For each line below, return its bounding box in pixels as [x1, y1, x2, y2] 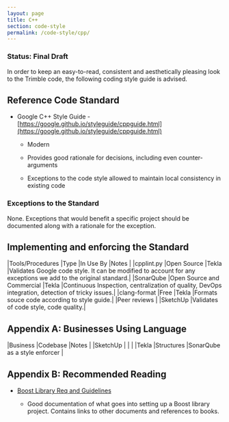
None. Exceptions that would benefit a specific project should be [7, 214, 189, 223]
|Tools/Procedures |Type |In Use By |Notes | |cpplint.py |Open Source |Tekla [7, 260, 222, 268]
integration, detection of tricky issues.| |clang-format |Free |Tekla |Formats [7, 288, 217, 297]
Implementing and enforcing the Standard [7, 241, 189, 253]
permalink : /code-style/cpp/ [7, 29, 90, 36]
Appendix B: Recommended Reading [7, 368, 167, 380]
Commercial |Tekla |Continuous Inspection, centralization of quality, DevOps [7, 282, 222, 290]
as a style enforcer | [7, 349, 64, 357]
